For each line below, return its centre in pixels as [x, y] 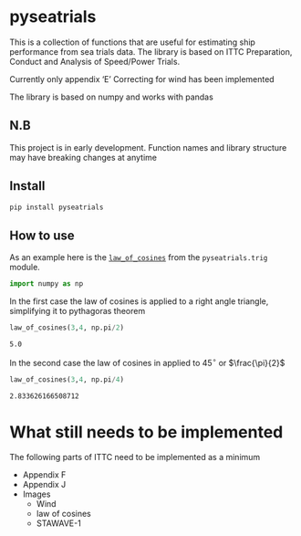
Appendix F [44, 475]
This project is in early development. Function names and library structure [148, 147]
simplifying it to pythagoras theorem [78, 311]
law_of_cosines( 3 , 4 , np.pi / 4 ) [67, 379]
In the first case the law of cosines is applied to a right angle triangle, [139, 301]
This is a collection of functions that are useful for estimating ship [132, 42]
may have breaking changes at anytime [83, 157]
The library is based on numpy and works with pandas [112, 97]
